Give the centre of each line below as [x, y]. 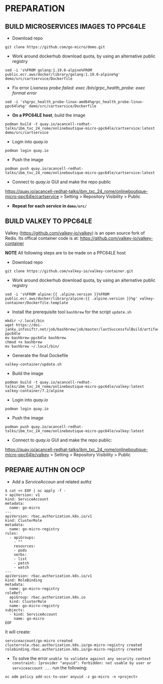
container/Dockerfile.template [37, 303]
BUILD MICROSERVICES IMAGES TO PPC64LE [75, 27]
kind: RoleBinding [24, 580]
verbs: [20, 554]
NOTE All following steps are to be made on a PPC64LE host [65, 253]
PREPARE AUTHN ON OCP [45, 470]
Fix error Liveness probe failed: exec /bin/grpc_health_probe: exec [79, 88]
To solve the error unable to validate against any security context [81, 658]
